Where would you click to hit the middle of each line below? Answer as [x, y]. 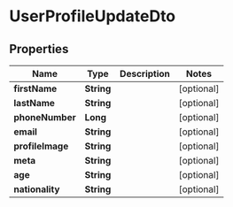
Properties [39, 49]
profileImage [41, 146]
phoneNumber [45, 117]
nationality [37, 189]
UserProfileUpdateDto [93, 16]
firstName [35, 88]
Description [145, 74]
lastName [35, 103]
